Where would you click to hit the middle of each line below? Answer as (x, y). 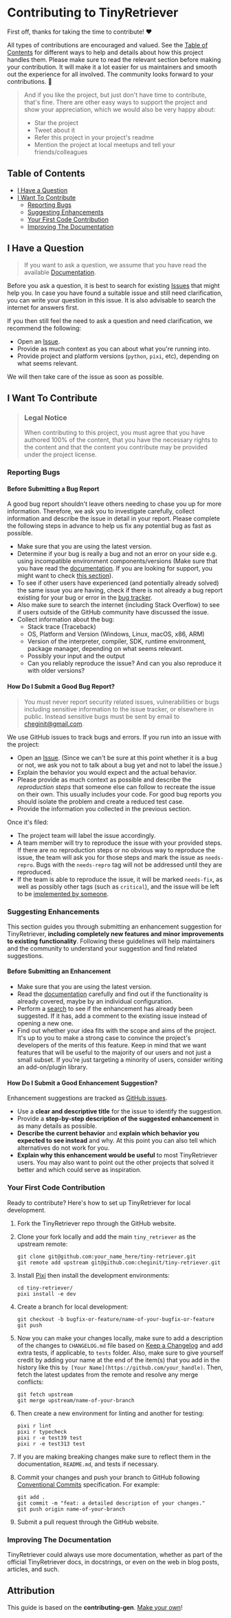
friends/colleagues (61, 152)
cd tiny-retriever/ (45, 1288)
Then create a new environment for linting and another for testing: (110, 1413)
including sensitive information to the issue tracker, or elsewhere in (119, 709)
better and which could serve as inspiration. (79, 1170)
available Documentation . (60, 272)
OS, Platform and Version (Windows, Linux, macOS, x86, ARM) (116, 634)
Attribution (31, 1591)
